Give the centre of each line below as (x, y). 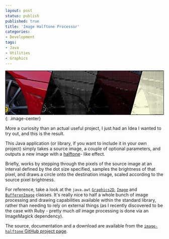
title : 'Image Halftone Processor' (43, 27)
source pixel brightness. (30, 180)
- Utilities (18, 53)
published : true (22, 21)
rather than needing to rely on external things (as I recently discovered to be (84, 205)
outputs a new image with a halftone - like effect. (55, 154)
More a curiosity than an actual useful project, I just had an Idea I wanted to (83, 129)
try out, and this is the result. (35, 134)
